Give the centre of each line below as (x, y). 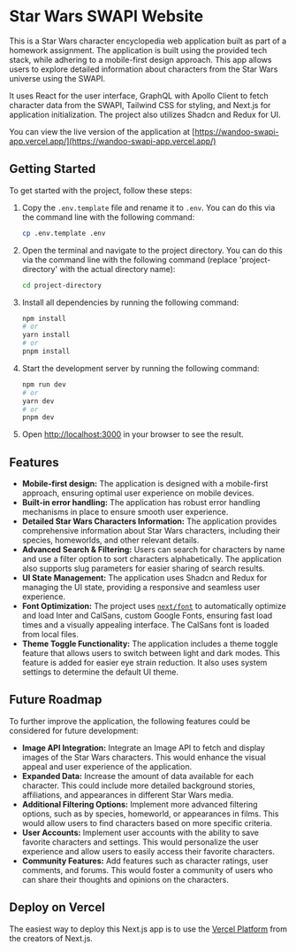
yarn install (46, 335)
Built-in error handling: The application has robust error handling (141, 503)
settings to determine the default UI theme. (100, 672)
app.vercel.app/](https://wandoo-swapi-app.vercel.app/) (113, 141)
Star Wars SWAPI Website (106, 16)
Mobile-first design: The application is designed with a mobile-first (145, 484)
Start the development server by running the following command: (140, 368)
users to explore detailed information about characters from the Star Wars (144, 69)
